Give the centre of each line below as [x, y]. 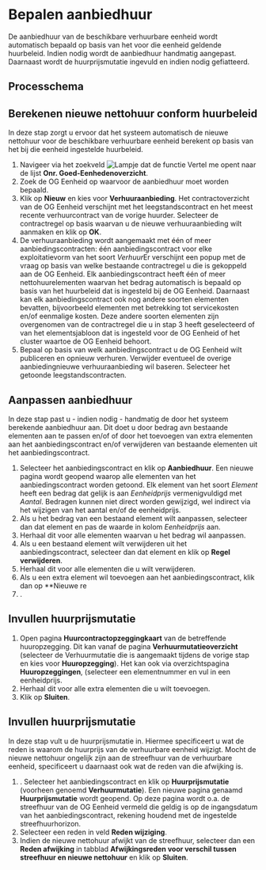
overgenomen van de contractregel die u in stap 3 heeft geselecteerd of [137, 325]
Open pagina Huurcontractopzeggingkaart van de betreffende [123, 638]
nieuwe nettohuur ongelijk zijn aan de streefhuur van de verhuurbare [120, 758]
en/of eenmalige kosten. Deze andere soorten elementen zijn [119, 316]
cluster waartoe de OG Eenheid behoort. [85, 341]
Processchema [46, 87]
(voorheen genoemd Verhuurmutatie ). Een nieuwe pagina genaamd [131, 790]
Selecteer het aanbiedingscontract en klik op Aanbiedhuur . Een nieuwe [137, 468]
